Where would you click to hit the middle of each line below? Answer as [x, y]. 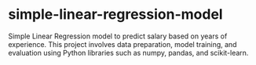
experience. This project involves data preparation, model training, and [123, 44]
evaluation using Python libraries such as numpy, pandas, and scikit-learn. [128, 52]
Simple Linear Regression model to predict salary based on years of [118, 36]
